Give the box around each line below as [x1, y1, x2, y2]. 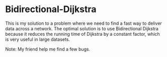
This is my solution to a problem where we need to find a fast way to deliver [5, 20, 162, 26]
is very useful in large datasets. [5, 36, 70, 42]
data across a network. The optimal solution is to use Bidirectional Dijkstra [5, 25, 158, 31]
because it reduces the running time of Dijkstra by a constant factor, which [5, 31, 160, 37]
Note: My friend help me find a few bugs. [5, 46, 91, 52]
